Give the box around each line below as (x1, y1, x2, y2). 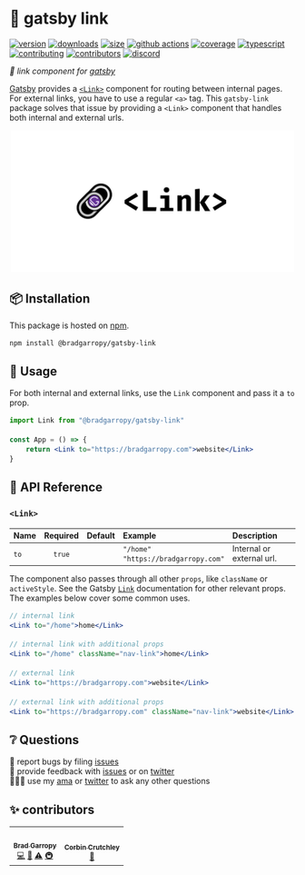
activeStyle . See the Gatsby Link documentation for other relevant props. (9, 582, 286, 593)
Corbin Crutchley (64, 843, 121, 852)
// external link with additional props (9, 697, 165, 707)
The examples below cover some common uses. (9, 592, 191, 603)
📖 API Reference (9, 480, 103, 495)
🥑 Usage (9, 363, 57, 380)
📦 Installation (9, 291, 91, 307)
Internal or (231, 543, 271, 554)
